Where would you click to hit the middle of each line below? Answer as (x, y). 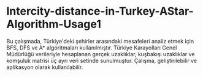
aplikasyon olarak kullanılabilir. (45, 67)
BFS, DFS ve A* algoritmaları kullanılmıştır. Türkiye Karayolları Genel (92, 48)
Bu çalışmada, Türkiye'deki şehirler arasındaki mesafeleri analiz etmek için (100, 41)
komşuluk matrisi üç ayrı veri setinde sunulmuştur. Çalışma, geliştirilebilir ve (102, 61)
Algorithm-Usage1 (54, 24)
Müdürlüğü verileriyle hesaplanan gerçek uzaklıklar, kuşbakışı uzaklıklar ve (101, 54)
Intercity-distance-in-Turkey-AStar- (100, 11)
